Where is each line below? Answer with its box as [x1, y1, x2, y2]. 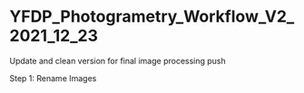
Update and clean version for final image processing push [9, 55, 227, 66]
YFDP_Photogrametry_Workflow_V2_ [9, 6, 295, 27]
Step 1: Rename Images [9, 72, 97, 83]
